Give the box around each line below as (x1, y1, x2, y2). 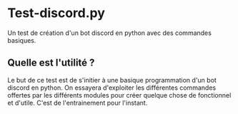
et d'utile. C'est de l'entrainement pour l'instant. (7, 98, 148, 107)
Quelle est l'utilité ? (7, 57, 95, 69)
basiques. (7, 36, 36, 44)
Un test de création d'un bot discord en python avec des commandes (7, 28, 212, 37)
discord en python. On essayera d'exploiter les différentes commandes (7, 83, 217, 92)
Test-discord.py (7, 5, 106, 21)
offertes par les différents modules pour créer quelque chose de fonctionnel (7, 90, 232, 99)
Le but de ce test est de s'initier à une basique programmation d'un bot (7, 76, 217, 84)
